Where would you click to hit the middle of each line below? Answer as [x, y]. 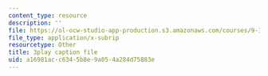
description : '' [35, 23]
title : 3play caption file [53, 52]
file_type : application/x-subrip [64, 38]
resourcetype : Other [43, 45]
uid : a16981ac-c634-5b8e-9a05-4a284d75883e [82, 60]
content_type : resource [48, 15]
